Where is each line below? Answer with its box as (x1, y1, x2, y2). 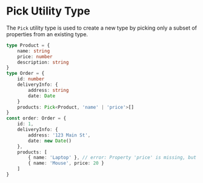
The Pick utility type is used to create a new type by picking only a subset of (6, 24, 197, 31)
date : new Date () (28, 138, 72, 144)
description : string (17, 59, 69, 65)
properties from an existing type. (6, 30, 88, 37)
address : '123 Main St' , (28, 132, 91, 138)
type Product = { (6, 42, 50, 48)
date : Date (28, 92, 56, 99)
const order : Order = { (6, 115, 67, 121)
